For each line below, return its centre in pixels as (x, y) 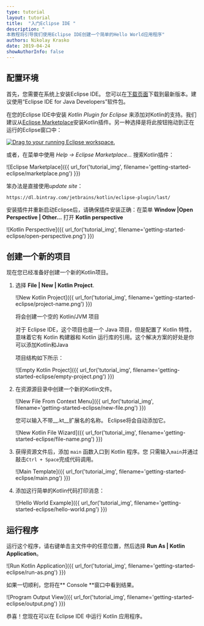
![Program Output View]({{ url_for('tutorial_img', (66, 597)
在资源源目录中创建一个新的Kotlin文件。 (65, 389)
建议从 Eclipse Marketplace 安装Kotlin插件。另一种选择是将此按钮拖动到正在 (100, 122)
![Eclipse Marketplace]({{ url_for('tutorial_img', (64, 167)
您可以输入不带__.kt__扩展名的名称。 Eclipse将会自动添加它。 (92, 420)
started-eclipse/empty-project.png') (61, 377)
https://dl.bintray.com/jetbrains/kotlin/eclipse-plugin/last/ (89, 197)
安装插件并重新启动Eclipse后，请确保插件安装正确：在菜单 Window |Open (100, 209)
